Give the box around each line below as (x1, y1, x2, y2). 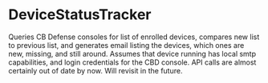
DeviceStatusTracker (8, 6, 152, 24)
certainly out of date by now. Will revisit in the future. (8, 65, 183, 75)
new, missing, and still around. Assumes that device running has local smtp (8, 49, 257, 58)
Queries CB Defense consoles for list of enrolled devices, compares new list (8, 32, 260, 41)
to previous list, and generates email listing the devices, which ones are (8, 40, 245, 49)
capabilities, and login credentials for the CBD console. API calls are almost (8, 57, 257, 67)
